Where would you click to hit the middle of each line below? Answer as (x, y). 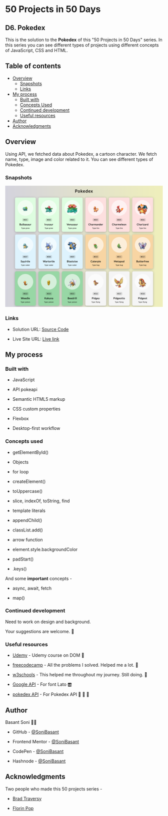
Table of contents (33, 66)
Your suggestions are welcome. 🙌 (40, 631)
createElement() (29, 481)
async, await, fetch (32, 588)
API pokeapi (25, 390)
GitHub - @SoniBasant (35, 732)
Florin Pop (23, 808)
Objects (20, 462)
